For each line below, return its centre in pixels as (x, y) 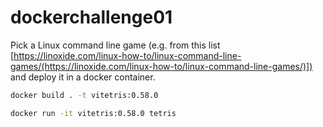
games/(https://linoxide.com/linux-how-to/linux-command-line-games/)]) (161, 66)
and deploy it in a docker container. (83, 77)
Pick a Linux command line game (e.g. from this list (115, 45)
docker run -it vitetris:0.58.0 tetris (93, 113)
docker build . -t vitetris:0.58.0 (84, 95)
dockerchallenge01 (91, 17)
